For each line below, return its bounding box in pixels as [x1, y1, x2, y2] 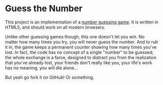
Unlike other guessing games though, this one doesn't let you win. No [5, 34, 145, 40]
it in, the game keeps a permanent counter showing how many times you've [5, 44, 157, 50]
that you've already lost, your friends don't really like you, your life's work [5, 60, 152, 65]
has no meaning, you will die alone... [5, 64, 78, 71]
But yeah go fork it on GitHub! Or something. [5, 74, 94, 80]
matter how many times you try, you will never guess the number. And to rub [5, 39, 158, 44]
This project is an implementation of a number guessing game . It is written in [5, 19, 159, 25]
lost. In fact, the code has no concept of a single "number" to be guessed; [5, 49, 154, 55]
